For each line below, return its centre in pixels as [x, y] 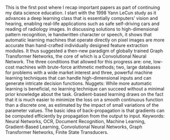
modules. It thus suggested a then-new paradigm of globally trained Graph [84, 51]
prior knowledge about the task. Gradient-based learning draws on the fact [84, 94]
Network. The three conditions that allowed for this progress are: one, [79, 62]
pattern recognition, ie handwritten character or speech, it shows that [79, 34]
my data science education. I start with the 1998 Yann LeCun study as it [81, 13]
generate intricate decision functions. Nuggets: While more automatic [79, 83]
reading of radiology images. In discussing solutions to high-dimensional [82, 29]
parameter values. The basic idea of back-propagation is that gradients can [85, 110]
